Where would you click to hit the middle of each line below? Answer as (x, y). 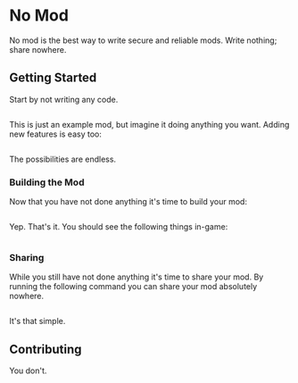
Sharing (27, 257)
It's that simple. (37, 321)
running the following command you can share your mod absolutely (133, 287)
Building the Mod (47, 182)
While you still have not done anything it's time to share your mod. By (137, 277)
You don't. (28, 371)
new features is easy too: (56, 134)
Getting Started (53, 78)
